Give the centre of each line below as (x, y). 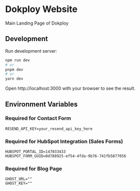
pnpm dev (14, 69)
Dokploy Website (41, 9)
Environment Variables (41, 104)
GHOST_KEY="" (19, 183)
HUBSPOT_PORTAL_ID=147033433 (35, 152)
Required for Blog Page (34, 169)
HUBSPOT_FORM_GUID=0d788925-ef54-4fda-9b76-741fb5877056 (66, 156)
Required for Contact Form (38, 118)
